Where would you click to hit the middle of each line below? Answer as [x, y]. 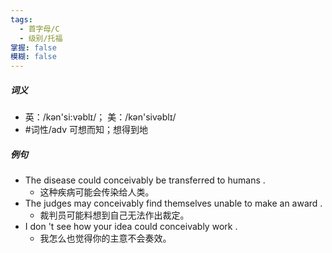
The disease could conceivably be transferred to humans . [145, 180]
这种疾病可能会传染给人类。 [97, 192]
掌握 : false [33, 47]
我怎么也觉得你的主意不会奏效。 [105, 238]
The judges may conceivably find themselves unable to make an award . [173, 203]
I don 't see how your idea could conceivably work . [131, 227]
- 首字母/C [39, 29]
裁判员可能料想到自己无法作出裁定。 [114, 215]
